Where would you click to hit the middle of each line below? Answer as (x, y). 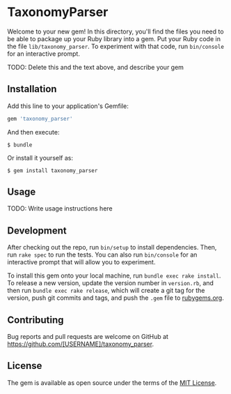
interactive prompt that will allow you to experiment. (81, 262)
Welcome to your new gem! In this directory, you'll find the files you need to (115, 31)
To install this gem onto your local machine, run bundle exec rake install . (114, 275)
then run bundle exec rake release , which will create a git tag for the (106, 291)
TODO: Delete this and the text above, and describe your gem (96, 67)
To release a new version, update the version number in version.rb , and (111, 283)
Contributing (35, 320)
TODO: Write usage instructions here (60, 209)
